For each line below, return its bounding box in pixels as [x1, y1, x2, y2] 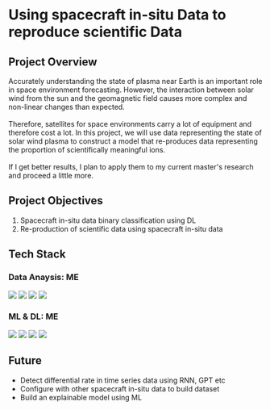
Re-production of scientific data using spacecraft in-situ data [19, 224, 223, 233]
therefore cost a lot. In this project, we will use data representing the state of [8, 128, 262, 137]
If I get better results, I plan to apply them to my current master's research [8, 162, 254, 171]
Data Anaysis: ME [8, 272, 79, 283]
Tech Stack [8, 248, 66, 261]
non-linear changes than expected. [8, 102, 125, 111]
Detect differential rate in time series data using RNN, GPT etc [19, 375, 226, 385]
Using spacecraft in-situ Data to [8, 6, 226, 24]
